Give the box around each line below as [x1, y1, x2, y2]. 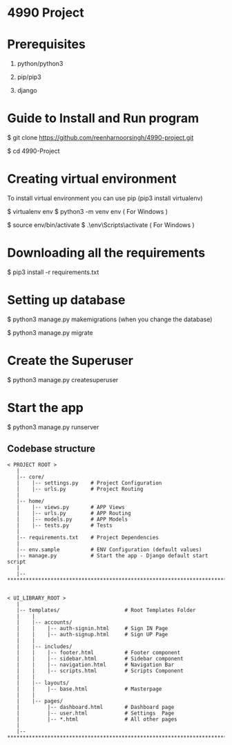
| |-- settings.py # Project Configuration [16, 479, 162, 486]
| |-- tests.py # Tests [16, 521, 113, 529]
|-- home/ [16, 497, 45, 505]
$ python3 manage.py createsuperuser [7, 375, 119, 384]
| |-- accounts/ [16, 618, 72, 626]
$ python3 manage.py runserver [7, 422, 99, 431]
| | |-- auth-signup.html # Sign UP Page [16, 631, 168, 638]
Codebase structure [7, 443, 95, 455]
